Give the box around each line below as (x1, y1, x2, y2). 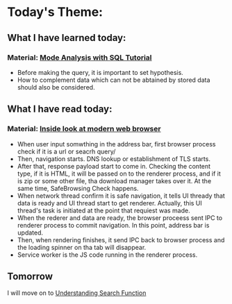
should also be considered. (17, 83, 95, 91)
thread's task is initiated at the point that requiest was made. (17, 206, 190, 214)
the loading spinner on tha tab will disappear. (17, 243, 147, 251)
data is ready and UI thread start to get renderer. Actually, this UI (17, 199, 203, 207)
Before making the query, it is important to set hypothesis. (17, 68, 184, 76)
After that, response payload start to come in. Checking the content (17, 162, 210, 170)
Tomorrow (7, 270, 53, 282)
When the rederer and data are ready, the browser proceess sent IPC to (17, 213, 223, 222)
